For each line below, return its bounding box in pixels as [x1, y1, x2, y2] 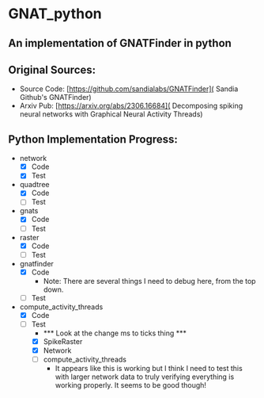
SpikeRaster [43, 336, 83, 346]
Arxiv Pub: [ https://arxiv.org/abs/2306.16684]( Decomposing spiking [19, 101, 243, 111]
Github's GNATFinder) [19, 93, 92, 102]
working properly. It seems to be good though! [55, 381, 207, 390]
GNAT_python [8, 5, 102, 23]
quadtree [19, 180, 50, 189]
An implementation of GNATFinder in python [8, 36, 232, 50]
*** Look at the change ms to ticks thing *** [43, 328, 187, 338]
